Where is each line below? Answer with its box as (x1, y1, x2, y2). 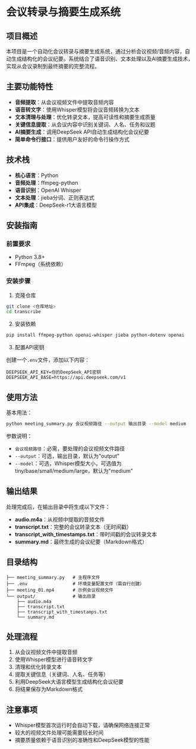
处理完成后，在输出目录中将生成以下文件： (6, 503, 110, 510)
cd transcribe (6, 309, 42, 315)
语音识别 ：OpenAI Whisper (14, 187, 81, 194)
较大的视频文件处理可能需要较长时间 (14, 729, 104, 737)
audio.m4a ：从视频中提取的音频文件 (14, 516, 105, 523)
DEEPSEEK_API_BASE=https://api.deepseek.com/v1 (6, 375, 127, 381)
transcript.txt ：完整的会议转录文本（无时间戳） (14, 523, 132, 530)
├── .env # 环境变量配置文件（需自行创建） (6, 580, 144, 587)
